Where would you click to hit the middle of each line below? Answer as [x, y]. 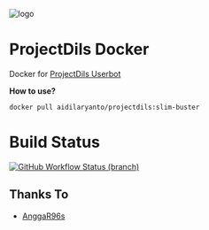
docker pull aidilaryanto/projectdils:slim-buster [104, 107]
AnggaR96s [43, 216]
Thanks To [39, 195]
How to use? [32, 91]
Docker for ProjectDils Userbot [65, 73]
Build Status [54, 142]
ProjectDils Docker [79, 50]
